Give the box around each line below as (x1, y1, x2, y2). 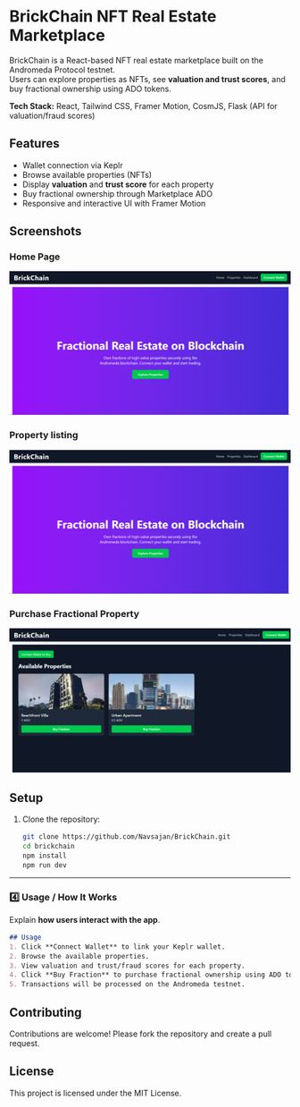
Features (9, 136, 60, 151)
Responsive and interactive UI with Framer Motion (21, 198, 206, 208)
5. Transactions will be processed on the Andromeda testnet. (9, 980, 246, 989)
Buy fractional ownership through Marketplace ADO (21, 188, 212, 199)
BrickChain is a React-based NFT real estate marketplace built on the (9, 55, 264, 65)
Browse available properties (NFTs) (21, 169, 153, 180)
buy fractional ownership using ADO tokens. (9, 83, 171, 94)
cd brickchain (21, 841, 75, 850)
